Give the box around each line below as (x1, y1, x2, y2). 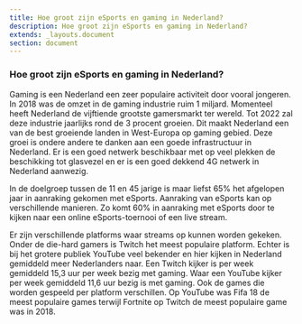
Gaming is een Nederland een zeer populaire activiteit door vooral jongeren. (9, 88, 291, 99)
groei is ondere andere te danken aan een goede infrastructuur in (9, 136, 252, 147)
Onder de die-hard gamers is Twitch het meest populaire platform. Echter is (9, 238, 290, 249)
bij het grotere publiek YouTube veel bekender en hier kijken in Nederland (9, 248, 282, 259)
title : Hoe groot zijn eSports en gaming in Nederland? (9, 13, 224, 23)
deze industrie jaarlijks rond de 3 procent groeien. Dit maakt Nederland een (9, 117, 289, 128)
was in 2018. (9, 306, 56, 317)
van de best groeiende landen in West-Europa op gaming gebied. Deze (9, 127, 273, 138)
